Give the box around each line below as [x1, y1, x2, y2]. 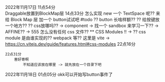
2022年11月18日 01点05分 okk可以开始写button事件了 [5, 72, 113, 77]
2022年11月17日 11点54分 [5, 4, 56, 10]
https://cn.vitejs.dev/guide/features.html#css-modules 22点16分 [5, 41, 136, 47]
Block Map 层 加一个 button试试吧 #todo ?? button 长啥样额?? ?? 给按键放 [10, 17, 160, 22]
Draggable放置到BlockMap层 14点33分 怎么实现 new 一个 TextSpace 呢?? [5, 10, 155, 16]
